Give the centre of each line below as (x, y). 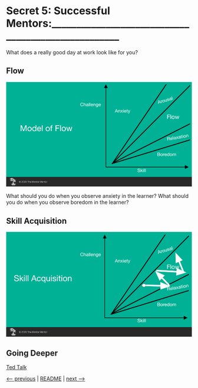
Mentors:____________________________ (98, 23)
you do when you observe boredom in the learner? (67, 203)
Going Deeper (32, 353)
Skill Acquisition (37, 221)
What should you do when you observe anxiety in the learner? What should (97, 196)
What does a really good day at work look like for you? (72, 52)
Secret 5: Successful (58, 11)
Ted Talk (16, 367)
